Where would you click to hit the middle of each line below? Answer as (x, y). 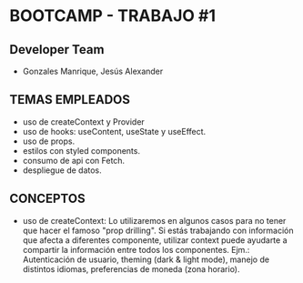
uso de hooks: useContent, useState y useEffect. (114, 131)
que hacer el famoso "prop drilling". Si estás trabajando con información (158, 230)
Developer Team (57, 50)
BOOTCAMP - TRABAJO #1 (113, 16)
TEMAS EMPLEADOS (70, 100)
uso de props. (49, 141)
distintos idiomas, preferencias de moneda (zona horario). (131, 268)
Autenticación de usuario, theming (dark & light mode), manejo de (146, 259)
